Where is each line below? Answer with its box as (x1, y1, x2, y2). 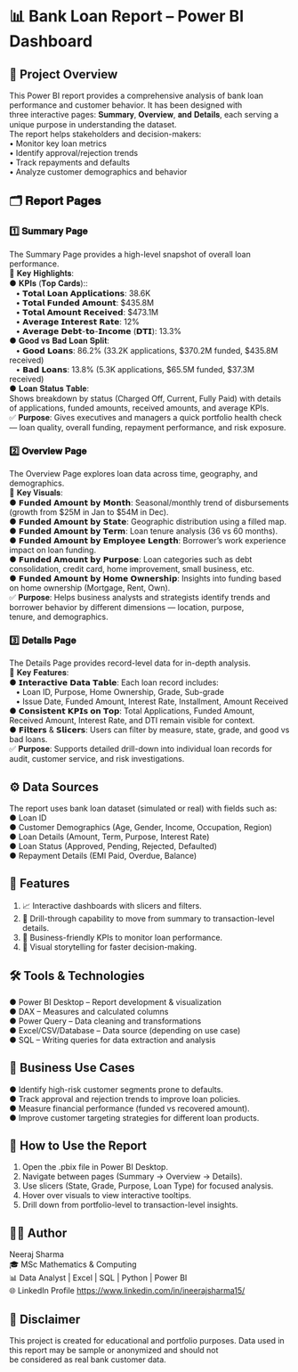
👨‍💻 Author (9, 1225, 68, 1240)
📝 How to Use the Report (9, 1138, 147, 1153)
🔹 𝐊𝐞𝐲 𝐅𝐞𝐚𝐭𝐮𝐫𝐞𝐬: (9, 667, 69, 678)
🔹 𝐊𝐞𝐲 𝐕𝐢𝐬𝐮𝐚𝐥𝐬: (9, 486, 64, 498)
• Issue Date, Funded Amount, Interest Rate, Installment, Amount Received (15, 696, 289, 707)
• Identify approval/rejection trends (9, 148, 139, 158)
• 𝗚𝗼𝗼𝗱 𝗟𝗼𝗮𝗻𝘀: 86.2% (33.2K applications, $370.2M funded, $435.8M (15, 345, 278, 355)
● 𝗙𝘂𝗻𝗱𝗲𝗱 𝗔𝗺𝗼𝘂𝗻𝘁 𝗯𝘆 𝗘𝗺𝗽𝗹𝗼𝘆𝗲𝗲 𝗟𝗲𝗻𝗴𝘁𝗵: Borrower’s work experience (9, 535, 286, 545)
